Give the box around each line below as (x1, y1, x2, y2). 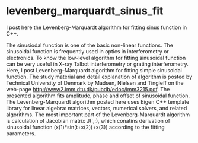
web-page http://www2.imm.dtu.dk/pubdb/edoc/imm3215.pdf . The (6, 85, 170, 93)
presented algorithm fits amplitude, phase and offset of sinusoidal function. (6, 92, 190, 99)
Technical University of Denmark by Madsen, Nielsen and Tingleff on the (6, 79, 184, 87)
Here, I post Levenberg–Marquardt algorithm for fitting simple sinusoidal (6, 66, 182, 74)
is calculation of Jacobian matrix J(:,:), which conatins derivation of (6, 117, 171, 124)
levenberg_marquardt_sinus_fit (6, 4, 164, 18)
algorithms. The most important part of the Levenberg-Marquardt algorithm (6, 111, 190, 118)
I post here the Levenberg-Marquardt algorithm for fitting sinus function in (6, 24, 187, 31)
